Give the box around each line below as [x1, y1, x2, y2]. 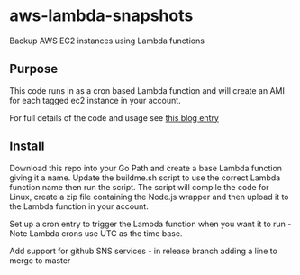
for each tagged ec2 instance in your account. [9, 95, 182, 105]
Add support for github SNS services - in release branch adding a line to [9, 245, 277, 256]
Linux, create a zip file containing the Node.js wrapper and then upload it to [9, 191, 289, 202]
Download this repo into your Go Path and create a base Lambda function [9, 162, 282, 173]
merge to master [9, 254, 71, 266]
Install [9, 139, 45, 154]
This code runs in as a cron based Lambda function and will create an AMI [9, 85, 286, 96]
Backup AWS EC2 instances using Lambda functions [9, 35, 205, 46]
